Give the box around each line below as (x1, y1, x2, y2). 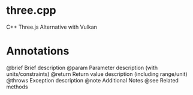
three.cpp (6, 4, 56, 17)
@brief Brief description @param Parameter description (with (6, 64, 158, 71)
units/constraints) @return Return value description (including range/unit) (6, 70, 188, 78)
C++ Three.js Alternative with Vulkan (6, 23, 98, 30)
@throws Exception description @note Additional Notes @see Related (6, 76, 179, 84)
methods (6, 83, 28, 90)
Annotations (6, 44, 70, 58)
